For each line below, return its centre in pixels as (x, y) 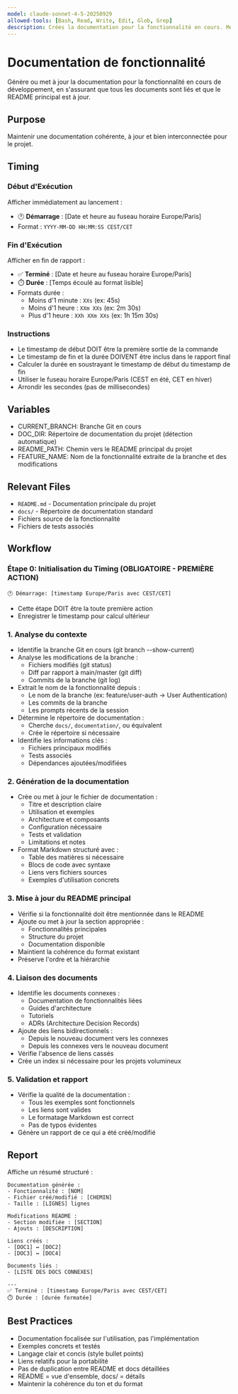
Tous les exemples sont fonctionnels (81, 1103)
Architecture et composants (69, 820)
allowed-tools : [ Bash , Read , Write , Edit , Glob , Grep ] (90, 21)
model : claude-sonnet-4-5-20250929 (60, 14)
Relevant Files (39, 486)
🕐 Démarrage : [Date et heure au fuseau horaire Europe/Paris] (109, 216)
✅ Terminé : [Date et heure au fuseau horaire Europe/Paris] (104, 274)
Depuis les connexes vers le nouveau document (98, 1046)
